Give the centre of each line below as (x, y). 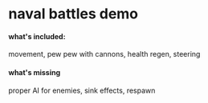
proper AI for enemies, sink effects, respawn (82, 90)
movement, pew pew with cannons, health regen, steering (104, 54)
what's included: (37, 36)
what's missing (35, 72)
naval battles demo (73, 14)
